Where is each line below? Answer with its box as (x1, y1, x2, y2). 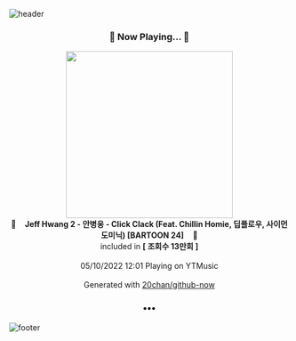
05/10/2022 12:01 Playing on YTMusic (79, 261, 220, 272)
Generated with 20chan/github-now (84, 280, 215, 290)
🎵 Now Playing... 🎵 (108, 30, 190, 43)
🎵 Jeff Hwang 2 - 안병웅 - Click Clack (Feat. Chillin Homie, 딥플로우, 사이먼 (11, 219, 288, 230)
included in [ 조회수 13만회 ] (100, 241, 199, 252)
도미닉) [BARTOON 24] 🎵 (100, 230, 198, 240)
